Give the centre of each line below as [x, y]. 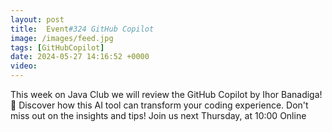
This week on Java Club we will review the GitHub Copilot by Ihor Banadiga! [166, 94]
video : [24, 66]
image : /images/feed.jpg [62, 38]
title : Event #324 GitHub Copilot [82, 29]
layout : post [37, 19]
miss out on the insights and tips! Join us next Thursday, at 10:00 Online [158, 115]
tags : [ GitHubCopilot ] [57, 47]
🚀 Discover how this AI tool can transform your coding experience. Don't [159, 105]
